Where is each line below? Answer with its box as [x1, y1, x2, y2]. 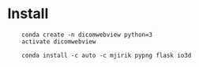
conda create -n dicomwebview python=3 [21, 31, 153, 39]
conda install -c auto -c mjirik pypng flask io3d [21, 51, 192, 59]
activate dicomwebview [21, 37, 96, 46]
